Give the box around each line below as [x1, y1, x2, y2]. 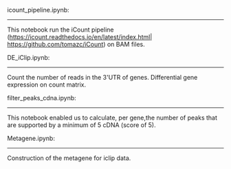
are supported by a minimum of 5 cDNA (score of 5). [7, 121, 156, 129]
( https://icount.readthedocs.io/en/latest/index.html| [7, 33, 153, 41]
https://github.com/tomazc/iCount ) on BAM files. [7, 41, 146, 48]
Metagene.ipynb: [7, 134, 55, 142]
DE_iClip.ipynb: [7, 54, 50, 61]
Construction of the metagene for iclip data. [7, 154, 131, 162]
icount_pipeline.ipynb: [7, 6, 70, 14]
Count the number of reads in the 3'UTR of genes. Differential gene [7, 74, 198, 81]
